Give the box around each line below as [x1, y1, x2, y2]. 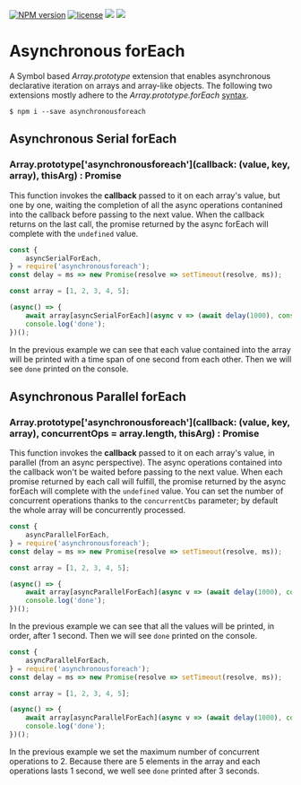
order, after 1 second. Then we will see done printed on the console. [9, 631, 258, 641]
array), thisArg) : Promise [9, 170, 122, 182]
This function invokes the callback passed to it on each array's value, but [9, 189, 280, 201]
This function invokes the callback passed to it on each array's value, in [9, 448, 275, 458]
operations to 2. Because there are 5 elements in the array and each [9, 755, 261, 766]
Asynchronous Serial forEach [9, 131, 177, 147]
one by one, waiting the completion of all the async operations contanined [9, 199, 283, 210]
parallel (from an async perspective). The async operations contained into [9, 458, 283, 468]
